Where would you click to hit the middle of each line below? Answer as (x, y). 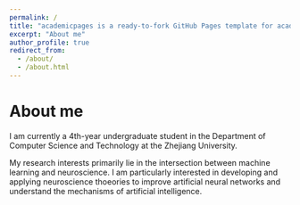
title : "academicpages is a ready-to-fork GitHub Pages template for (142, 26)
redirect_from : (37, 51)
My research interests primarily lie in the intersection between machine (140, 162)
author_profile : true (50, 42)
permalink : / (33, 17)
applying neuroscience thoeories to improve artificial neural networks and (145, 181)
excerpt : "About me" (48, 34)
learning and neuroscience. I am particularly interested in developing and (144, 172)
